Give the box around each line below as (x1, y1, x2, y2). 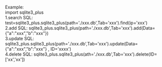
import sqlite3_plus (5, 9, 44, 15)
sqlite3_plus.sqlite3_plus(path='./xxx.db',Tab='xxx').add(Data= (28, 25, 156, 31)
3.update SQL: (5, 35, 34, 41)
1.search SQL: (5, 15, 33, 20)
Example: (5, 4, 24, 10)
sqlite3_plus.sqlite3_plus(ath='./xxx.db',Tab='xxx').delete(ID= (33, 51, 158, 57)
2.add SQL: (5, 25, 28, 31)
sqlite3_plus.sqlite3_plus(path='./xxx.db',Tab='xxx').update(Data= (5, 41, 138, 46)
